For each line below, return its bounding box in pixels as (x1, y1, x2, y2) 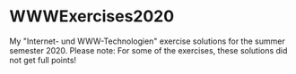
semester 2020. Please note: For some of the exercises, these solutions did (9, 45, 288, 55)
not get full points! (9, 54, 77, 65)
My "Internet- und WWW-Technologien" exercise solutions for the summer (9, 36, 285, 46)
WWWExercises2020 (9, 6, 175, 27)
